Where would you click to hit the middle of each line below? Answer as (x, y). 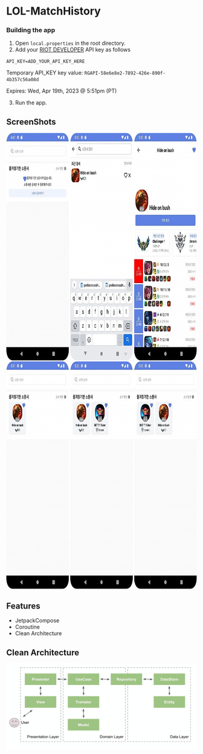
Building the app (31, 30)
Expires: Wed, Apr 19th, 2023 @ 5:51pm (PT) (62, 91)
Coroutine (27, 627)
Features (23, 606)
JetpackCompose (37, 621)
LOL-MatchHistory (53, 11)
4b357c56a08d (23, 80)
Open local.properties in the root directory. (70, 43)
